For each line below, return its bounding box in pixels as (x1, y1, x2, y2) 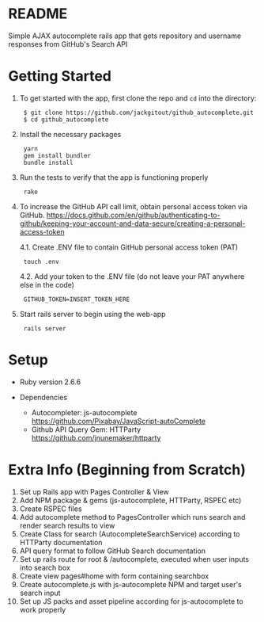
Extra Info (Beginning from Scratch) (8, 461, 247, 479)
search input (19, 588, 61, 597)
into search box (19, 563, 71, 572)
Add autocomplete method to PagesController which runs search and (19, 512, 246, 521)
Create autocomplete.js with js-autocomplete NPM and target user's (19, 579, 243, 589)
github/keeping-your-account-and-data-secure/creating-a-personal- (19, 219, 246, 228)
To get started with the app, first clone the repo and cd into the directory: (19, 93, 257, 103)
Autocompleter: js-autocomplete (31, 407, 138, 417)
